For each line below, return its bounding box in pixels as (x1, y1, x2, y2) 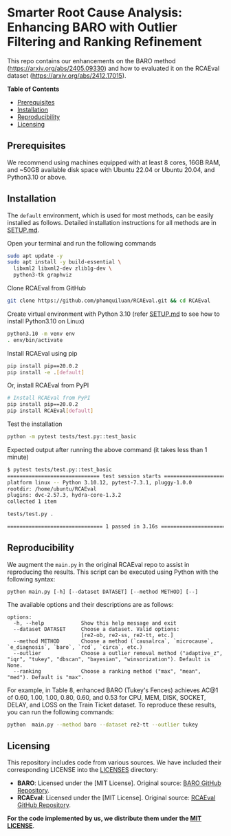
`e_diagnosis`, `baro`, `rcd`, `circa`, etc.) (7, 643, 143, 651)
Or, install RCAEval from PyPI (7, 381, 89, 389)
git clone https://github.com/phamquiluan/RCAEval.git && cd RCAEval (7, 297, 211, 304)
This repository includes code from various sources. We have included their (7, 758, 222, 767)
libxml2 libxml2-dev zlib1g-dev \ (13, 265, 112, 272)
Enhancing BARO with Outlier (7, 19, 177, 35)
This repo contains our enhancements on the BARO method (7, 56, 176, 65)
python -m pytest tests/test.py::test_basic (7, 433, 137, 440)
